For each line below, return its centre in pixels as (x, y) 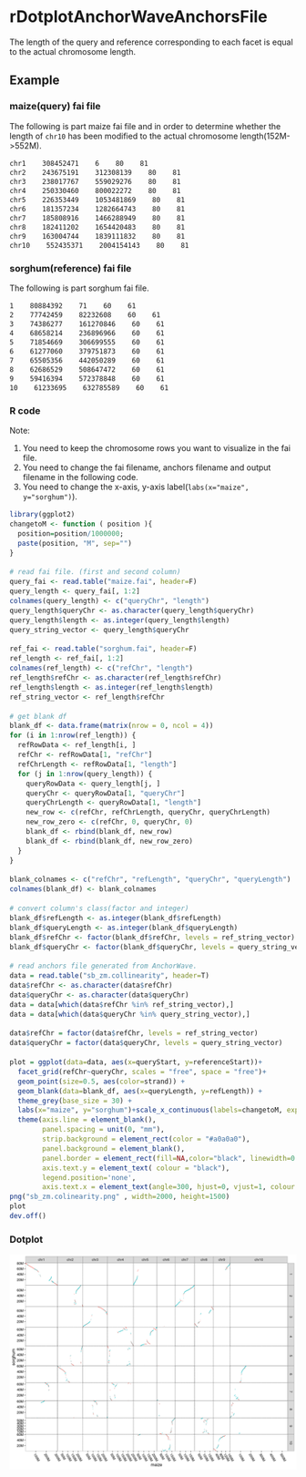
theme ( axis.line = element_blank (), (87, 1120)
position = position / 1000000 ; (71, 533)
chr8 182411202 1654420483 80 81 (97, 227)
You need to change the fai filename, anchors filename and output (147, 467)
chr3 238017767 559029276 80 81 (95, 181)
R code (25, 410)
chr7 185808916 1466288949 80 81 (97, 218)
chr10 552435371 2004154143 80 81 (99, 245)
